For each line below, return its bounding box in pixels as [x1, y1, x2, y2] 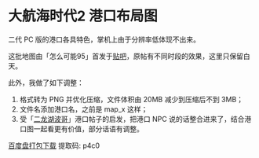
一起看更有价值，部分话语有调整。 [33, 123, 144, 134]
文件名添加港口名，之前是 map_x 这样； [19, 104, 148, 114]
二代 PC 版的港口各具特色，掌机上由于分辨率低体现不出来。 [8, 35, 201, 44]
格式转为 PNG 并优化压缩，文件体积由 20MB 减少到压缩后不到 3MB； [19, 94, 244, 104]
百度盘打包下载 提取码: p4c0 [8, 141, 100, 150]
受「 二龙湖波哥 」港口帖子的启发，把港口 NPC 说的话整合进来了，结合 [19, 114, 245, 123]
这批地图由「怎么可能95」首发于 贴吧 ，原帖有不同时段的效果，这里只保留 [8, 51, 243, 61]
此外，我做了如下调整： [8, 78, 84, 87]
